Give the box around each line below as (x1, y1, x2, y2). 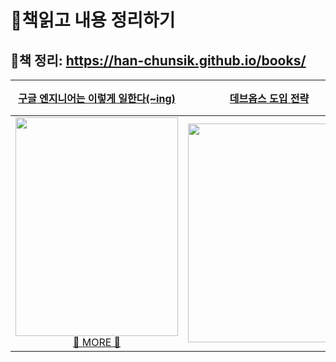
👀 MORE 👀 (72, 336, 122, 349)
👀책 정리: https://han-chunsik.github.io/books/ (10, 52, 307, 69)
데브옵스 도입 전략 (229, 92, 310, 105)
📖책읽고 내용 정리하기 (10, 9, 176, 32)
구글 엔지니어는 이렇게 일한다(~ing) (18, 92, 176, 105)
